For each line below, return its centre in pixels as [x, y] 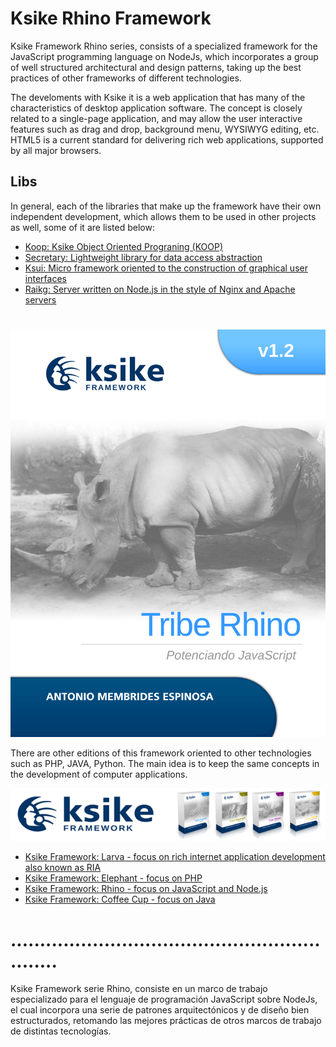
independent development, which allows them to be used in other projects [163, 216]
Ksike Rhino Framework [111, 18]
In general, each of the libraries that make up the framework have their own [166, 206]
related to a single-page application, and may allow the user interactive [156, 118]
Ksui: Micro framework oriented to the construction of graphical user [166, 268]
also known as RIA [63, 868]
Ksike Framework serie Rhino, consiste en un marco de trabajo [139, 989]
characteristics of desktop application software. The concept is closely [156, 108]
